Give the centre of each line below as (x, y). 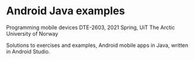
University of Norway (32, 33)
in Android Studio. (28, 51)
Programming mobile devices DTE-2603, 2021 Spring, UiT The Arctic (91, 27)
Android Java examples (66, 11)
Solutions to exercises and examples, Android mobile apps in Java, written (97, 45)
